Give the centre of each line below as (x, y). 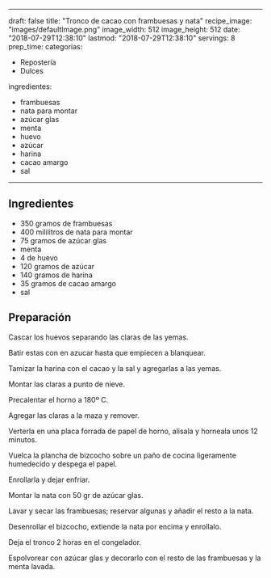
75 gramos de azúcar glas (63, 240)
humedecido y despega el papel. (63, 464)
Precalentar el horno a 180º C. (58, 399)
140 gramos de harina (56, 275)
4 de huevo (39, 257)
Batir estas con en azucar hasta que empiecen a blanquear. (107, 352)
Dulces (32, 71)
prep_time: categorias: (46, 46)
